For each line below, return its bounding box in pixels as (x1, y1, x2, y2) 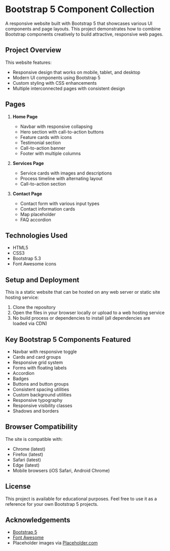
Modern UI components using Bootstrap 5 (12, 75, 100, 81)
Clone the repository (12, 304, 56, 311)
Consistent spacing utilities (12, 387, 70, 392)
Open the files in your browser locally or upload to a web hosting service (12, 309, 165, 316)
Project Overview (5, 46, 61, 54)
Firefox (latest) (12, 451, 44, 457)
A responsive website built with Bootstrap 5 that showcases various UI (5, 20, 153, 26)
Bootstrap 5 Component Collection (5, 4, 155, 15)
